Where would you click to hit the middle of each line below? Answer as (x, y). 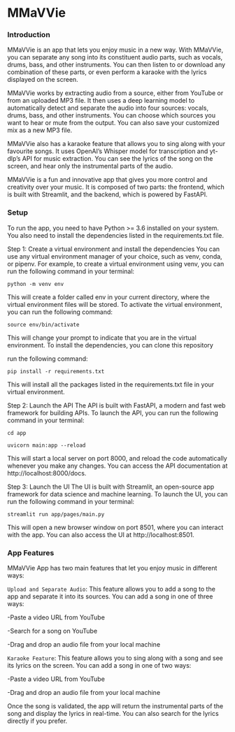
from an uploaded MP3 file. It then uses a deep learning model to (101, 101)
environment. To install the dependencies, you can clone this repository (110, 345)
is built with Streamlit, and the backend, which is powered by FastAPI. (107, 194)
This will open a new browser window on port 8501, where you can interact (115, 527)
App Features (31, 552)
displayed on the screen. (43, 80)
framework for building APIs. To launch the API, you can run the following (113, 412)
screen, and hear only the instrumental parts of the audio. (90, 166)
